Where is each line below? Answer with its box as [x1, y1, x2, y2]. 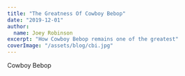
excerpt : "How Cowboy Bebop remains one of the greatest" [7, 36, 179, 43]
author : [7, 23, 30, 30]
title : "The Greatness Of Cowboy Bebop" [7, 10, 127, 17]
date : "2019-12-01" [7, 17, 64, 23]
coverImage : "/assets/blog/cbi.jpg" [7, 42, 113, 49]
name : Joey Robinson [13, 29, 73, 37]
